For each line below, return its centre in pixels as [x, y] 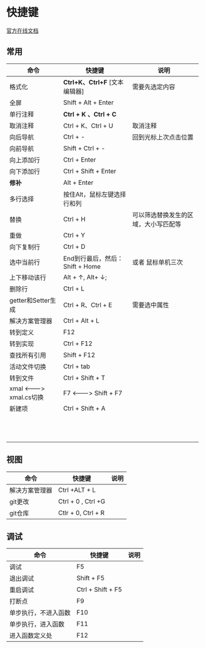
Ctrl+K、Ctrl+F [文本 [93, 82]
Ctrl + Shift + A [84, 408]
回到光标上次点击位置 [163, 137]
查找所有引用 [28, 355]
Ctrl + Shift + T [84, 378]
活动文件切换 [28, 367]
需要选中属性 [151, 304]
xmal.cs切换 [27, 397]
